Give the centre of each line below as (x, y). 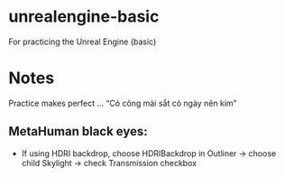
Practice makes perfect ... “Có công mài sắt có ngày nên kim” (123, 103)
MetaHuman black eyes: (78, 131)
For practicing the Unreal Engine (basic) (83, 42)
